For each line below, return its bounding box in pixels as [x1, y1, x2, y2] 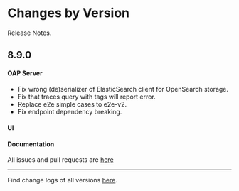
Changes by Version [7, 5, 130, 21]
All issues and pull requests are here [7, 155, 114, 164]
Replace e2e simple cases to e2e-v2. [17, 99, 127, 108]
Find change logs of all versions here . [7, 176, 117, 185]
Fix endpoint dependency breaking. [17, 107, 122, 116]
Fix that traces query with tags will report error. [17, 92, 156, 101]
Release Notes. [7, 28, 52, 37]
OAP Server [7, 69, 43, 77]
